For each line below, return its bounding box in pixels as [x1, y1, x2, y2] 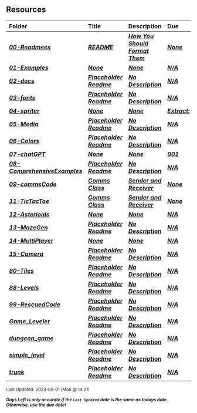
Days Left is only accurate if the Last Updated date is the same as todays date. [6, 397, 168, 402]
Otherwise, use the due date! [6, 402, 66, 408]
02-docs [9, 76, 35, 84]
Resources [6, 5, 46, 15]
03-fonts [9, 93, 36, 101]
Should [128, 39, 149, 48]
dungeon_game [9, 334, 54, 342]
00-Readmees [9, 43, 51, 51]
